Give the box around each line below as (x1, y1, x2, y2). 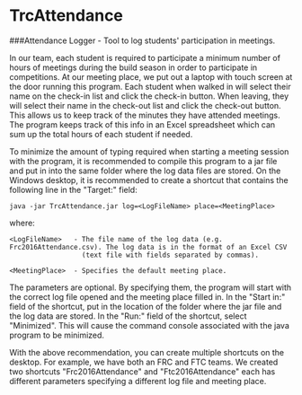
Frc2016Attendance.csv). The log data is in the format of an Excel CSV (9, 242, 288, 251)
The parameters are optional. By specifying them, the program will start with (9, 282, 292, 293)
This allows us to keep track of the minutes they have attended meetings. (9, 110, 280, 120)
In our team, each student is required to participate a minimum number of (9, 52, 281, 63)
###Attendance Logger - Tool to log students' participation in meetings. (9, 35, 276, 46)
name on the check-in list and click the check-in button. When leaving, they (9, 91, 289, 101)
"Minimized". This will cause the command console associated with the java (9, 320, 290, 330)
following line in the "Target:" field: (9, 184, 138, 195)
